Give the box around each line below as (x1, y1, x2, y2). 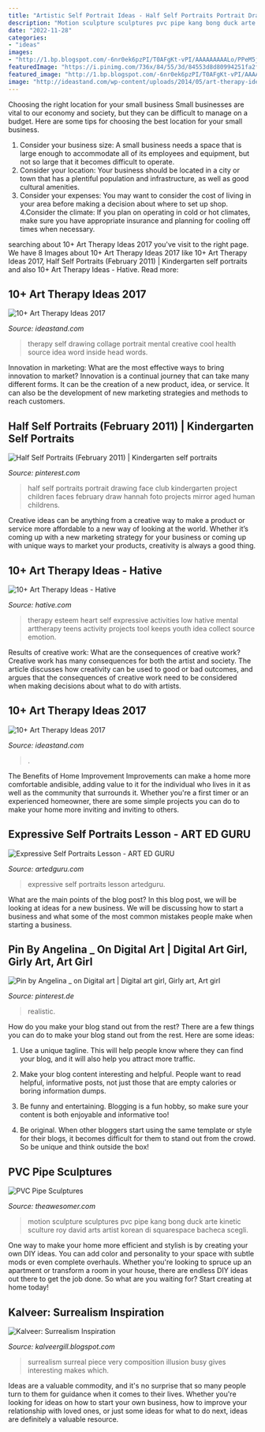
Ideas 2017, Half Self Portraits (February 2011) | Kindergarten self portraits (8, 256, 248, 266)
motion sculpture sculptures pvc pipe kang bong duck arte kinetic (27, 1217, 242, 1226)
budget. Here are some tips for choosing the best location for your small (8, 116, 243, 126)
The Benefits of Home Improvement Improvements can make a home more (8, 771, 251, 780)
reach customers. (8, 396, 65, 406)
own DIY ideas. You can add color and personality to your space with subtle (8, 1249, 255, 1259)
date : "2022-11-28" (8, 26, 73, 34)
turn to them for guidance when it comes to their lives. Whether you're (8, 1389, 237, 1399)
